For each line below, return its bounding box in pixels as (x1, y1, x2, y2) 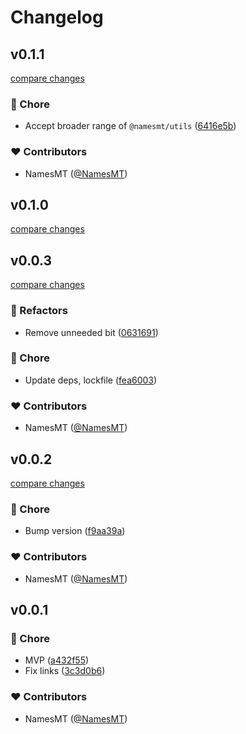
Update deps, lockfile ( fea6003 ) (24, 374, 158, 386)
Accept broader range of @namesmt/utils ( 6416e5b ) (24, 120, 237, 132)
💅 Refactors (10, 304, 68, 318)
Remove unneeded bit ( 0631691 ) (24, 326, 159, 338)
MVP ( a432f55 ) (24, 654, 90, 666)
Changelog (10, 6, 104, 29)
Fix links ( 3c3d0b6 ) (24, 665, 106, 677)
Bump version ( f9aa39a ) (24, 525, 126, 537)
